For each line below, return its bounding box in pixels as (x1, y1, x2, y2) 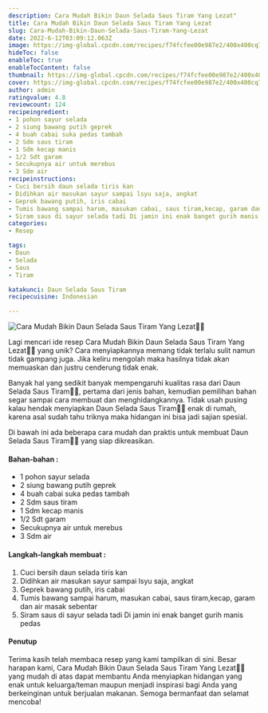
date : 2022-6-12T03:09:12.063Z (8, 34, 112, 42)
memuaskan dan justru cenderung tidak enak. (8, 362, 160, 372)
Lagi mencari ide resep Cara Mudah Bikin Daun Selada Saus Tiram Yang (8, 337, 245, 347)
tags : (8, 241, 26, 250)
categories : (8, 220, 48, 228)
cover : (8, 78, 30, 86)
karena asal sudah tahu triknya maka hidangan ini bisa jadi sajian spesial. (8, 412, 248, 422)
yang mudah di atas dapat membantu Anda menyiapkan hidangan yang (8, 671, 242, 681)
